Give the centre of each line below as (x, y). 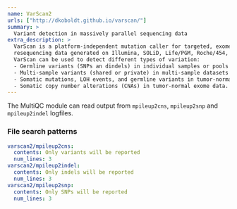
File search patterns (42, 132)
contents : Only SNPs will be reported (71, 192)
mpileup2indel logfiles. (40, 113)
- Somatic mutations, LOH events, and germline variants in (104, 79)
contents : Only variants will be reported (77, 153)
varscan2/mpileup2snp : (41, 185)
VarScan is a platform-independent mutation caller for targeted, (113, 46)
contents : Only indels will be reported (74, 172)
